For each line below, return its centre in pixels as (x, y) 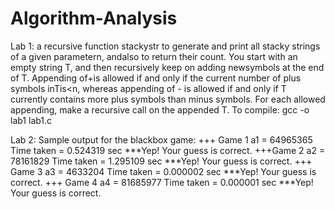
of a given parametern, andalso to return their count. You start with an (154, 56)
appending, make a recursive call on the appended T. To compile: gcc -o (160, 109)
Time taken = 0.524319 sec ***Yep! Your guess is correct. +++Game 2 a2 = (168, 150)
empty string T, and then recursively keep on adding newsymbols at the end (167, 67)
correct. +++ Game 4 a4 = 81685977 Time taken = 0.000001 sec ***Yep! (162, 182)
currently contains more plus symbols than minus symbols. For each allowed (168, 99)
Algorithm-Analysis (94, 18)
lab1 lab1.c (31, 120)
